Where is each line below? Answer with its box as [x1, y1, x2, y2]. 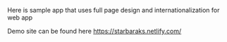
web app [7, 13, 33, 22]
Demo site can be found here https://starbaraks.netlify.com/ [7, 27, 182, 35]
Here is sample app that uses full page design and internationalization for [7, 6, 220, 14]
